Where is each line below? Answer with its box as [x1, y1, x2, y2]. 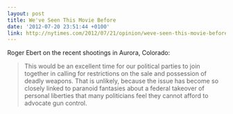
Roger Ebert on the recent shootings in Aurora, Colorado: [7, 49, 171, 57]
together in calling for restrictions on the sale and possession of [24, 70, 207, 78]
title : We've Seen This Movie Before [7, 17, 116, 24]
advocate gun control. [24, 99, 88, 108]
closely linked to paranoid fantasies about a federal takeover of [24, 84, 205, 92]
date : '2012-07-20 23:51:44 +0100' [7, 23, 110, 30]
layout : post [7, 10, 45, 17]
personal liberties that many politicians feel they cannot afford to [24, 92, 209, 100]
